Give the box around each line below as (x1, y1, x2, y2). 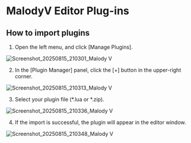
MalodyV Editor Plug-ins (6, 4, 129, 18)
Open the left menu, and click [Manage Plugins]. (14, 43, 133, 50)
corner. (14, 73, 33, 80)
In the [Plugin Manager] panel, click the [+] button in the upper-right (14, 66, 182, 74)
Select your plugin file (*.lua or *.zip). (14, 96, 105, 103)
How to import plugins (6, 28, 90, 38)
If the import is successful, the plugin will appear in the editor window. (14, 119, 186, 126)
